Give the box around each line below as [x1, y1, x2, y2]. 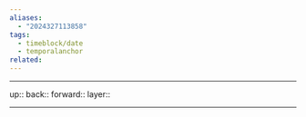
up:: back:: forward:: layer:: [9, 89, 111, 100]
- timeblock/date [17, 38, 84, 48]
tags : [9, 30, 30, 39]
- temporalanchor [17, 47, 84, 56]
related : [9, 55, 43, 64]
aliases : [9, 13, 43, 23]
